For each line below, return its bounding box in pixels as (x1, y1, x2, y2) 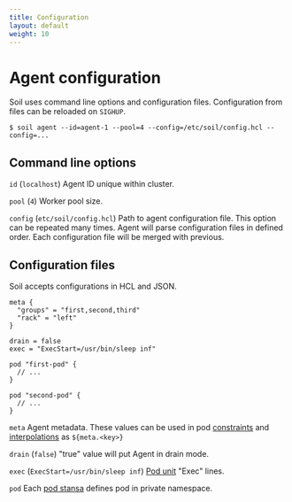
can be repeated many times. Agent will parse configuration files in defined (9, 222, 283, 233)
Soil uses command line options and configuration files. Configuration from (9, 97, 283, 107)
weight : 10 (9, 29, 50, 38)
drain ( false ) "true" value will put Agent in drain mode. (9, 448, 210, 459)
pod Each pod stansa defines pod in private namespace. (9, 483, 213, 493)
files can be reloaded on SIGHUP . (9, 106, 127, 117)
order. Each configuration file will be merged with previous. (9, 232, 225, 243)
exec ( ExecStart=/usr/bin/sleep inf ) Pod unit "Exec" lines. (9, 466, 225, 476)
